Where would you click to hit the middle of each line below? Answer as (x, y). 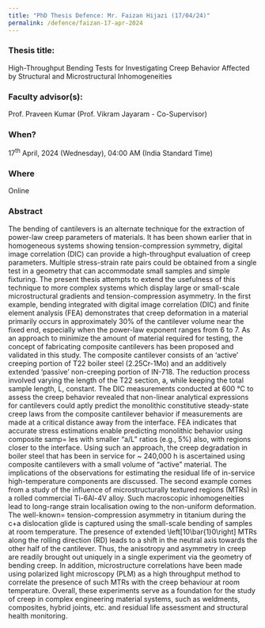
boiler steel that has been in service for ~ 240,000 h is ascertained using (127, 455)
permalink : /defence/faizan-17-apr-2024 (76, 23)
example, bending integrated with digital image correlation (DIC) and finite (129, 304)
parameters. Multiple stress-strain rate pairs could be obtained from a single (132, 262)
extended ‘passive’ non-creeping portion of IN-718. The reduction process (129, 371)
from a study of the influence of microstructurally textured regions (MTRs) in (133, 489)
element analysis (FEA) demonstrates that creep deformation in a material (128, 313)
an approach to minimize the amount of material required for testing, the (126, 338)
